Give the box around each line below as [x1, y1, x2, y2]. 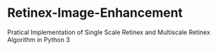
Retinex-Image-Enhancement [7, 5, 183, 21]
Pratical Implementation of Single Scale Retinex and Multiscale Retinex [7, 28, 211, 36]
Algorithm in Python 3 [7, 35, 70, 43]
